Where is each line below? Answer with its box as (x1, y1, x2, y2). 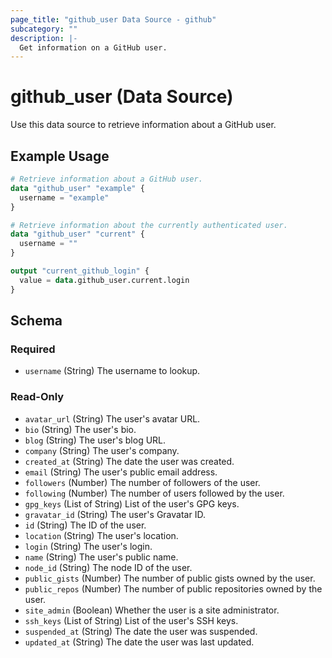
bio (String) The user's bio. (24, 423, 137, 435)
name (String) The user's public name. (24, 551, 179, 563)
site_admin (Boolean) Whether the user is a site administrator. (24, 604, 280, 616)
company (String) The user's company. (24, 444, 180, 456)
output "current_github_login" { (10, 266, 150, 276)
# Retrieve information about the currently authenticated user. (10, 220, 288, 230)
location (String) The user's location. (24, 529, 179, 541)
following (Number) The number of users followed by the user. (24, 487, 285, 499)
